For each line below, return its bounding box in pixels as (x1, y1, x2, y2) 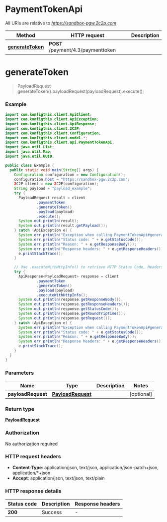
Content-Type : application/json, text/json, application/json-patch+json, (12, 464, 159, 470)
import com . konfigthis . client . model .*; (5, 135, 88, 140)
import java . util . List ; (5, 145, 55, 150)
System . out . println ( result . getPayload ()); (18, 223, 108, 228)
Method (16, 31, 36, 38)
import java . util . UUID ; (5, 154, 55, 159)
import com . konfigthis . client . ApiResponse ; (5, 121, 97, 126)
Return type (5, 405, 35, 412)
